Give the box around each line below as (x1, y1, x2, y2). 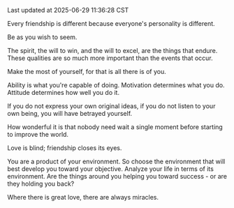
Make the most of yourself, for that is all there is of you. (7, 68, 166, 75)
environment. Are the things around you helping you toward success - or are (7, 172, 228, 180)
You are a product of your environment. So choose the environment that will (7, 157, 226, 165)
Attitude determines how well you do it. (7, 89, 120, 96)
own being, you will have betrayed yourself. (7, 110, 133, 117)
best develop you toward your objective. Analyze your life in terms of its (7, 165, 214, 173)
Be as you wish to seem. (7, 33, 78, 41)
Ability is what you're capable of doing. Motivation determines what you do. (7, 81, 225, 89)
